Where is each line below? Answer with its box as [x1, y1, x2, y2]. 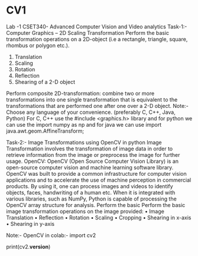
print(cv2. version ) [6, 243, 51, 250]
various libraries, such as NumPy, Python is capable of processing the [6, 195, 177, 202]
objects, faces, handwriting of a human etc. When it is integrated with [6, 189, 176, 196]
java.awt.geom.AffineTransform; [6, 127, 85, 134]
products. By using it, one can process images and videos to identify [6, 182, 173, 189]
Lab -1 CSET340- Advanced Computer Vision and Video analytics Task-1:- [6, 23, 187, 30]
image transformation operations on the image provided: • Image [6, 208, 164, 215]
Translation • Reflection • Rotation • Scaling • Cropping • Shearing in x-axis [6, 214, 191, 221]
